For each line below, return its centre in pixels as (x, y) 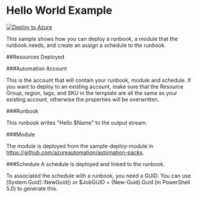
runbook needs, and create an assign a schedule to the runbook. (86, 45)
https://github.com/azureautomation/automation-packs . (75, 152)
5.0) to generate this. (32, 188)
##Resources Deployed (35, 57)
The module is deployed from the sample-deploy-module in (80, 146)
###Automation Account (37, 68)
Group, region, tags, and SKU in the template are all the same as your (92, 93)
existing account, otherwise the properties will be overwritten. (83, 99)
